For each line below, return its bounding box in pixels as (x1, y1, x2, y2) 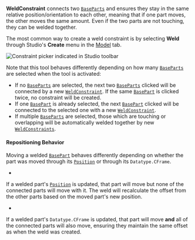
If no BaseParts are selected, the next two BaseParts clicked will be (14, 82, 176, 89)
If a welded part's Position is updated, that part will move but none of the (6, 181, 184, 188)
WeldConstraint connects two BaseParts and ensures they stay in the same (6, 5, 189, 12)
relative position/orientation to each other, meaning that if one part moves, (6, 11, 186, 18)
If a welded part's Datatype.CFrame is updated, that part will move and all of (6, 216, 188, 223)
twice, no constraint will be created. (14, 94, 102, 101)
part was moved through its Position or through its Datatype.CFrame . (6, 158, 172, 165)
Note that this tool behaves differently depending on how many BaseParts (6, 64, 184, 71)
